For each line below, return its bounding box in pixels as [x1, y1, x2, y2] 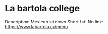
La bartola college [5, 3, 80, 14]
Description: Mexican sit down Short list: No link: [5, 19, 104, 24]
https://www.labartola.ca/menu [5, 23, 68, 29]
